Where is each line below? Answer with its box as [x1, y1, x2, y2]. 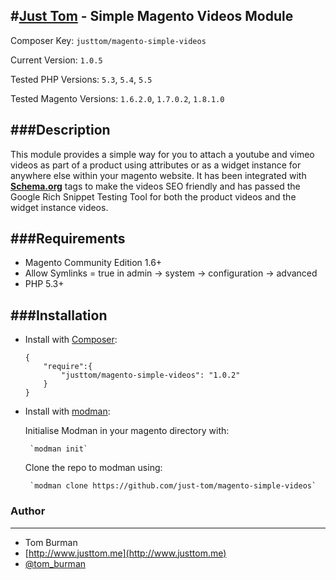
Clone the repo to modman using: [24, 462, 163, 474]
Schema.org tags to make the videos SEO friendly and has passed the [10, 180, 301, 192]
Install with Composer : [24, 334, 118, 346]
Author [10, 504, 46, 518]
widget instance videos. [10, 201, 109, 213]
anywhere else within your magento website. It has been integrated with [10, 169, 307, 181]
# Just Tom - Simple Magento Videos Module [10, 8, 294, 25]
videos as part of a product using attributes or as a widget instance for [10, 159, 302, 171]
